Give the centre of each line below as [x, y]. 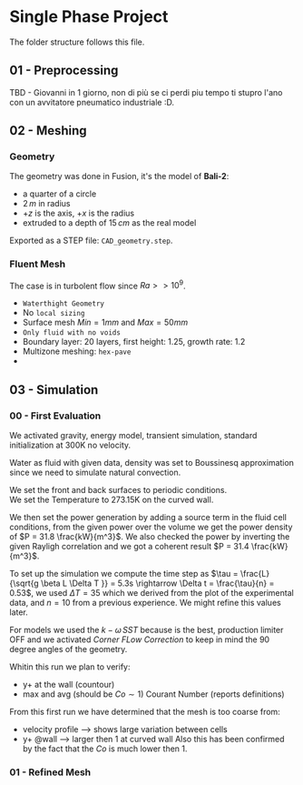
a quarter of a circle [59, 194]
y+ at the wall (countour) [68, 685]
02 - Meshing [49, 131]
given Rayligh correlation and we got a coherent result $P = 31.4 [129, 547]
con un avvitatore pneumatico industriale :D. [92, 102]
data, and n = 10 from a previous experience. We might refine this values [145, 603]
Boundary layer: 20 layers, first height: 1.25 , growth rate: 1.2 [134, 342]
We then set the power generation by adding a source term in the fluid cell [148, 518]
